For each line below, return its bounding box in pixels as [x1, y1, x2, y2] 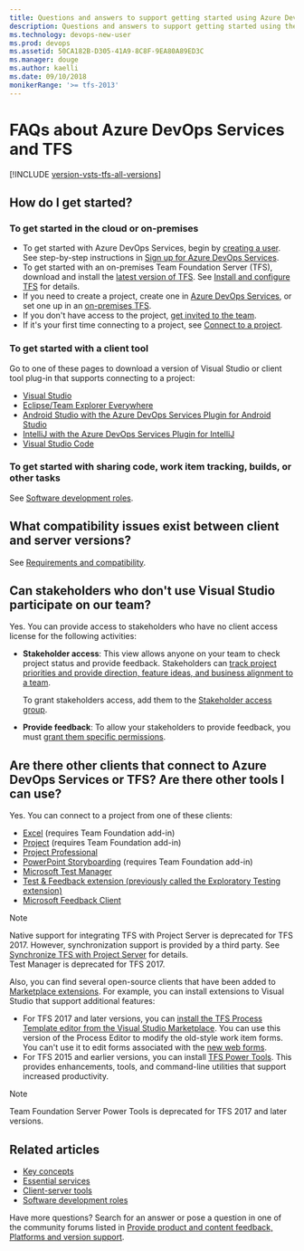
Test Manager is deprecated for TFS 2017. [9, 959, 166, 969]
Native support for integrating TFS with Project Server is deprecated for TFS [9, 930, 294, 941]
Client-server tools [22, 1185, 93, 1196]
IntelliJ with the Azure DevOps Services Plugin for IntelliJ [22, 428, 235, 439]
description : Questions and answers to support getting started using [9, 22, 281, 31]
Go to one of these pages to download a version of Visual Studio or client [9, 363, 282, 374]
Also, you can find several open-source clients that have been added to [9, 977, 276, 988]
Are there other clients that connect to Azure [9, 758, 267, 773]
